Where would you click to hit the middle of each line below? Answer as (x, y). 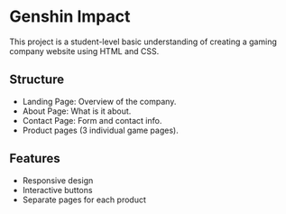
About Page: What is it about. (77, 111)
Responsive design (58, 180)
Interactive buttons (57, 190)
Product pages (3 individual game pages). (100, 130)
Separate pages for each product (84, 200)
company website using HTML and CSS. (84, 51)
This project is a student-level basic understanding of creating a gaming (143, 42)
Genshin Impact (70, 17)
